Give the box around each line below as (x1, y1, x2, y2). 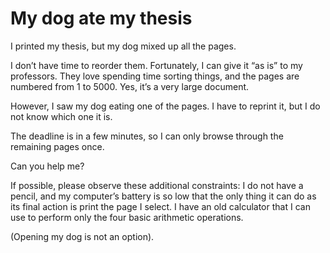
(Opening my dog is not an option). (10, 230, 155, 242)
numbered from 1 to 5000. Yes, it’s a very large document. (10, 80, 250, 92)
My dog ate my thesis (10, 7, 193, 30)
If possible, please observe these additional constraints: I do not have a (10, 179, 304, 191)
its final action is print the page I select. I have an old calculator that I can (10, 200, 311, 212)
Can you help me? (10, 160, 85, 172)
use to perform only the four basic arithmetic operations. (10, 211, 244, 223)
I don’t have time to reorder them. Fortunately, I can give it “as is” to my (10, 59, 303, 71)
